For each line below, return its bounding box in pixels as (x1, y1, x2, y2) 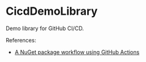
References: (6, 36, 36, 44)
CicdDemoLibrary (6, 4, 98, 18)
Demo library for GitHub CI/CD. (6, 25, 84, 32)
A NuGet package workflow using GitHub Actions (14, 48, 140, 56)
